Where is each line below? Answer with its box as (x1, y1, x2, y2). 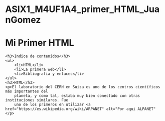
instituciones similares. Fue (5, 98, 69, 103)
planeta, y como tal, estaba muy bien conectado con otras (14, 93, 140, 98)
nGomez (5, 14, 41, 26)
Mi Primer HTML (5, 37, 74, 49)
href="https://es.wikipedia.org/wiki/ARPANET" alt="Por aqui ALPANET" (5, 106, 156, 111)
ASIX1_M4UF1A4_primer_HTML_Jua (5, 4, 159, 15)
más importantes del (5, 89, 49, 94)
